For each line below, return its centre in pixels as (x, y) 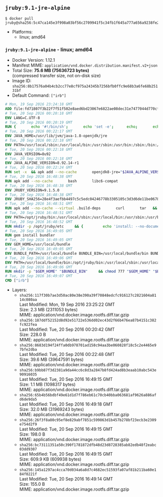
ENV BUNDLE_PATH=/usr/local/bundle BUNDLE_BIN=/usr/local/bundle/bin (77, 253)
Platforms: (22, 32)
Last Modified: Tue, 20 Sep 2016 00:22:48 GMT (67, 355)
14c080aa (28, 300)
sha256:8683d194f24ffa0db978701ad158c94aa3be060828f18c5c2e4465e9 (88, 345)
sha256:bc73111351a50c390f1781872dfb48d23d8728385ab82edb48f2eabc (88, 445)
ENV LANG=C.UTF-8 (23, 118)
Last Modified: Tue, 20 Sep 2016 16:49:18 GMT (66, 404)
